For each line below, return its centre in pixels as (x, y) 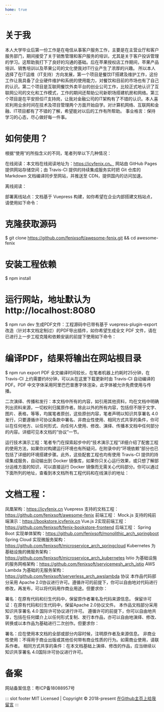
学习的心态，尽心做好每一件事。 (37, 117)
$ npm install (18, 278)
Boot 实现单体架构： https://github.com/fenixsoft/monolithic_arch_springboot (82, 534)
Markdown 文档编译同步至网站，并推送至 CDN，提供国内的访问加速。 (75, 176)
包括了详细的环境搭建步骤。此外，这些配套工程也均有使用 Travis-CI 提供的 (80, 455)
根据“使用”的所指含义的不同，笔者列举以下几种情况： (58, 153)
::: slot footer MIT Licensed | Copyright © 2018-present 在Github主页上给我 (81, 699)
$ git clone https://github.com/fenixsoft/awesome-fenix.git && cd (71, 238)
